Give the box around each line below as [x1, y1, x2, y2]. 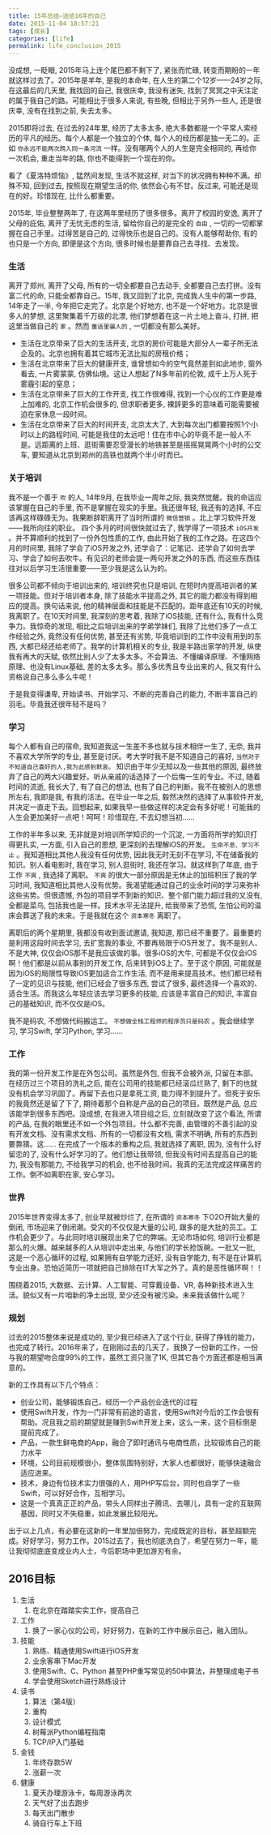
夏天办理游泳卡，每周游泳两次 [32, 1787, 132, 1797]
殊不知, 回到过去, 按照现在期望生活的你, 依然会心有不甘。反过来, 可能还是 [8, 181, 252, 191]
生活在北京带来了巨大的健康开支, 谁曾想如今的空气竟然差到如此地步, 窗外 [19, 358, 263, 369]
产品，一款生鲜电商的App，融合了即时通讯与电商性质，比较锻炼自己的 [19, 1437, 254, 1447]
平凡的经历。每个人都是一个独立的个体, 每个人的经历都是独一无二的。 [22, 133, 253, 143]
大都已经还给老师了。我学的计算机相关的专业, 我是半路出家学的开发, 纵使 [19, 641, 261, 651]
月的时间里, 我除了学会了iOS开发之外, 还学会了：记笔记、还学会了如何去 [8, 542, 248, 552]
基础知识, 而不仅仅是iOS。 [22, 999, 110, 1009]
